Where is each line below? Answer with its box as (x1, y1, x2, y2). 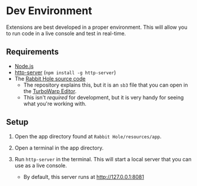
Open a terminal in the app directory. (14, 144, 104, 151)
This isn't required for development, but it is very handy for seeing (23, 94, 184, 101)
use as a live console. (14, 162, 68, 169)
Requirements (6, 47, 59, 57)
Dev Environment (6, 4, 92, 18)
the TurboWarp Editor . (23, 87, 77, 95)
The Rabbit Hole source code (14, 75, 86, 82)
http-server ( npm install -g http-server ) (14, 69, 116, 76)
